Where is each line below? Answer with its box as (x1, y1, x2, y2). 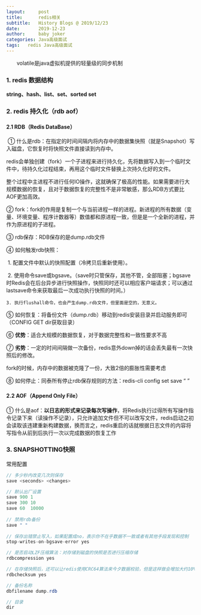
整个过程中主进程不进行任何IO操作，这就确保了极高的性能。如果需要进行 (6, 178, 185, 185)
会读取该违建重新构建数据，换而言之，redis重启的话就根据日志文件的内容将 (6, 421, 191, 429)
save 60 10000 (6, 505, 44, 512)
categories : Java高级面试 (6, 37, 68, 43)
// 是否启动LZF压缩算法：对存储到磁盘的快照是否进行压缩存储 (6, 550, 139, 556)
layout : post (6, 8, 50, 15)
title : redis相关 (6, 14, 61, 20)
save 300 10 (6, 500, 36, 506)
